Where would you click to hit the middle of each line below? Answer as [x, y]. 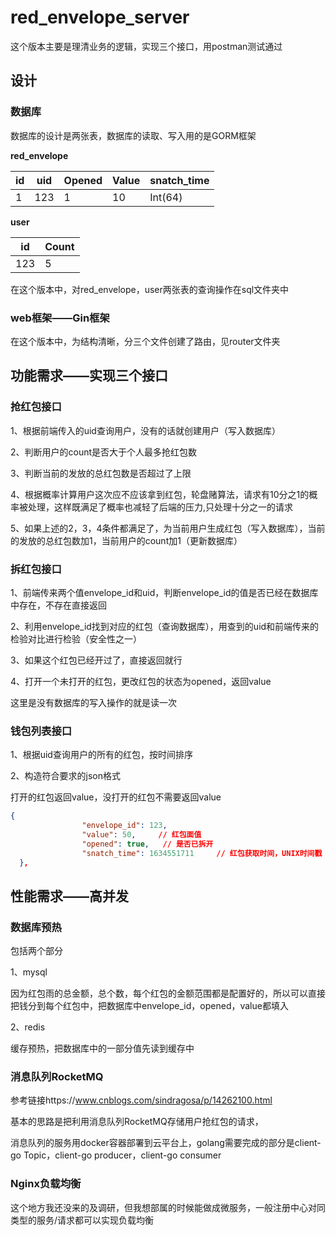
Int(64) [166, 197]
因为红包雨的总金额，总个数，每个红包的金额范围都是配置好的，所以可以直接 [168, 993]
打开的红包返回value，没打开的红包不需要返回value [116, 797]
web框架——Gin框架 [60, 318]
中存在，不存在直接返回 [58, 605]
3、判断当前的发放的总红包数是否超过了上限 [101, 473]
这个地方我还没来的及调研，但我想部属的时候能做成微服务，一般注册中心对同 [168, 1207]
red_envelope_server [100, 17]
